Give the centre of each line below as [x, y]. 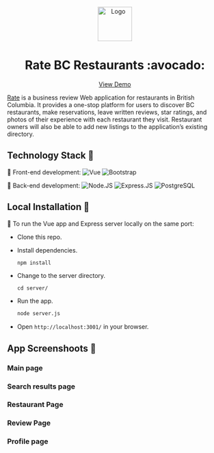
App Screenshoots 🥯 [52, 348]
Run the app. [35, 301]
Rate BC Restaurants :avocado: [115, 66]
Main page [25, 368]
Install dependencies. [47, 250]
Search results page [41, 386]
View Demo [115, 84]
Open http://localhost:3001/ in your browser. [83, 327]
